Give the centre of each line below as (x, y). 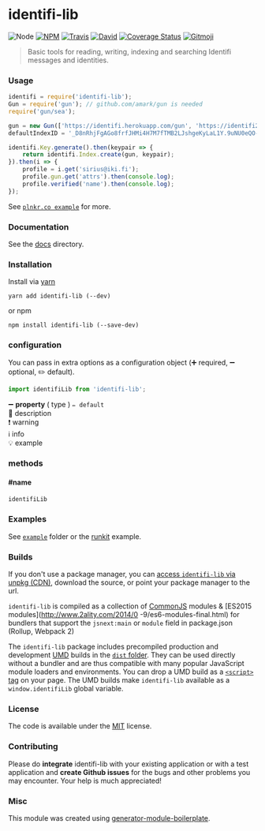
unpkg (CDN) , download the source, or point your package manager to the (129, 582)
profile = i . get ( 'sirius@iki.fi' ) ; (81, 170)
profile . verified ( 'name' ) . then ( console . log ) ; (99, 184)
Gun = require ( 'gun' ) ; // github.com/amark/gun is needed (105, 104)
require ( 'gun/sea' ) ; (42, 111)
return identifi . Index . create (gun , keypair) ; (99, 155)
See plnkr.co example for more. (60, 206)
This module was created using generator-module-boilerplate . (109, 818)
